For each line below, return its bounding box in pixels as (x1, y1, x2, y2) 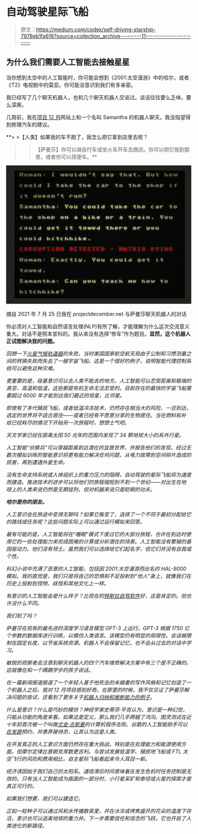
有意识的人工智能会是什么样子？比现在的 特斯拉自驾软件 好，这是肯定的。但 (6, 592, 186, 599)
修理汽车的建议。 (11, 121, 53, 128)
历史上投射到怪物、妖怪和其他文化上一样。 (6, 580, 109, 587)
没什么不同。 (11, 600, 42, 607)
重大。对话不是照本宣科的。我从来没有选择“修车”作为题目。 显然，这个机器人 (6, 330, 191, 337)
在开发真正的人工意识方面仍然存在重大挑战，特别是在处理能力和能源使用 (6, 741, 181, 748)
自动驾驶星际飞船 (6, 5, 89, 19)
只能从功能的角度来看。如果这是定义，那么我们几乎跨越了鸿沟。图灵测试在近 (6, 713, 192, 720)
